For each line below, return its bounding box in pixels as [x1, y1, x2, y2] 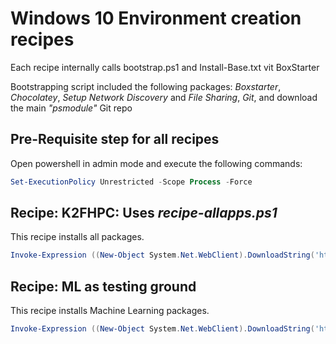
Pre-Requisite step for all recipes [10, 131, 220, 148]
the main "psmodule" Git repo [10, 102, 133, 114]
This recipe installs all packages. [10, 231, 145, 243]
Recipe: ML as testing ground [10, 278, 197, 295]
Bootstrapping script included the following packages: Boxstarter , [10, 80, 282, 92]
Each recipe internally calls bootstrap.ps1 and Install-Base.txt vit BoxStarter [10, 61, 320, 73]
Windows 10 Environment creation [10, 7, 302, 30]
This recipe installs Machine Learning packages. [10, 305, 210, 317]
